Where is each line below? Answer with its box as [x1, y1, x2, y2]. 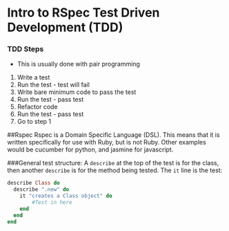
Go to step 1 [17, 118, 52, 126]
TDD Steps [7, 44, 44, 54]
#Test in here [32, 199, 72, 206]
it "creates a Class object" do [19, 192, 112, 200]
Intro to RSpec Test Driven [7, 5, 160, 21]
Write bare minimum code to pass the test [17, 88, 137, 96]
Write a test [17, 73, 50, 82]
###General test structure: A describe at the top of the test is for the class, [7, 159, 219, 167]
